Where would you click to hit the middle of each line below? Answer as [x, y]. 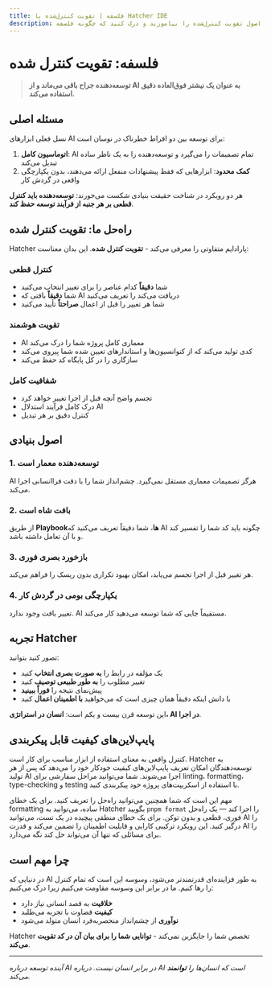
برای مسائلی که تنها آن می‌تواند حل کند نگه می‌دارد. [85, 834]
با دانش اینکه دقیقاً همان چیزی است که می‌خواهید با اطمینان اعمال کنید [126, 699]
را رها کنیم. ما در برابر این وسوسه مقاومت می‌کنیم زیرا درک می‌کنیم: [111, 887]
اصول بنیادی [36, 440]
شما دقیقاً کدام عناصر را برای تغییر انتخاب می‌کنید [94, 287]
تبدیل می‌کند [39, 163]
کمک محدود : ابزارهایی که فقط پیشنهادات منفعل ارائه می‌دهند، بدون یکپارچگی [135, 171]
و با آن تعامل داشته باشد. [46, 536]
